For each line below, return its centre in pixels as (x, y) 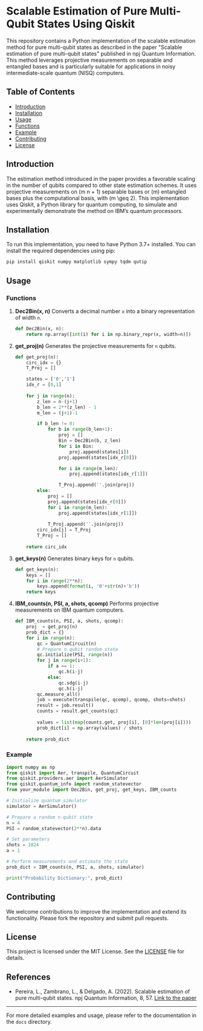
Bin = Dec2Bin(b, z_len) (90, 441)
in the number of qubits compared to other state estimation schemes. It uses (101, 185)
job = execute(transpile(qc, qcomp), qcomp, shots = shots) (111, 700)
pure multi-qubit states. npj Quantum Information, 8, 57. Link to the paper (106, 998)
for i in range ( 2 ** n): (55, 581)
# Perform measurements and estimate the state (67, 862)
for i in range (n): (51, 638)
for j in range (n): (51, 396)
